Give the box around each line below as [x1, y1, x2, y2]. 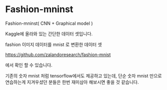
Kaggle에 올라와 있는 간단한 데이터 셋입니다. [5, 30, 93, 36]
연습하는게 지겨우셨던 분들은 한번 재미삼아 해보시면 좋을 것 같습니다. [5, 79, 139, 85]
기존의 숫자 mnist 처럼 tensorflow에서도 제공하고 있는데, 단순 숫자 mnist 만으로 [5, 72, 162, 79]
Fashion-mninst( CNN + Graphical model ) [5, 20, 93, 26]
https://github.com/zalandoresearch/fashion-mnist [5, 52, 111, 58]
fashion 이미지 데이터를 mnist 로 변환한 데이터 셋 [5, 41, 102, 48]
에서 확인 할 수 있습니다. [5, 62, 53, 68]
